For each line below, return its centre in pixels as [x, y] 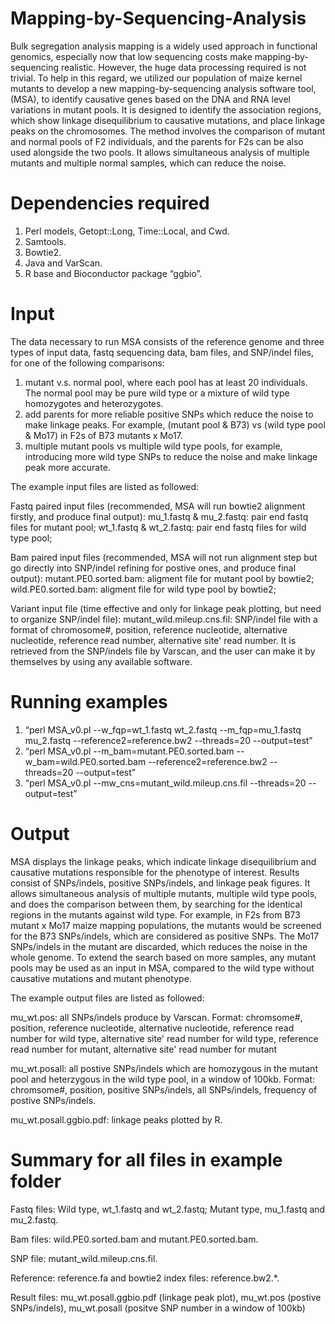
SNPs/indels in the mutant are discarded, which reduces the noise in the [159, 946]
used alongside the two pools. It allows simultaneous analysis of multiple [160, 152]
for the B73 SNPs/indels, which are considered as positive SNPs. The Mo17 [165, 936]
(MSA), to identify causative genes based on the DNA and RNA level [150, 99]
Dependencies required [110, 203]
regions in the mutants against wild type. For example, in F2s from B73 [155, 914]
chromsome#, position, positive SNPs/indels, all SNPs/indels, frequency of [164, 1089]
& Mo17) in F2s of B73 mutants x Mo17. [103, 435]
